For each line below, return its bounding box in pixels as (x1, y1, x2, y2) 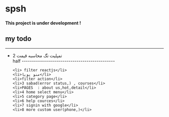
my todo (5, 35, 32, 43)
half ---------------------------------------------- (12, 58, 115, 64)
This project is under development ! (5, 20, 81, 26)
